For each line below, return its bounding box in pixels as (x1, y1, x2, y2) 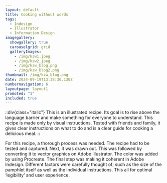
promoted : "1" (5, 91, 35, 96)
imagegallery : (5, 35, 35, 40)
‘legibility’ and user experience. (5, 172, 70, 178)
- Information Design (10, 30, 55, 35)
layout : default (5, 7, 39, 12)
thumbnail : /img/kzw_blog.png (5, 72, 69, 77)
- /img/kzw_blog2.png (14, 68, 59, 73)
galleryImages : (10, 49, 42, 54)
